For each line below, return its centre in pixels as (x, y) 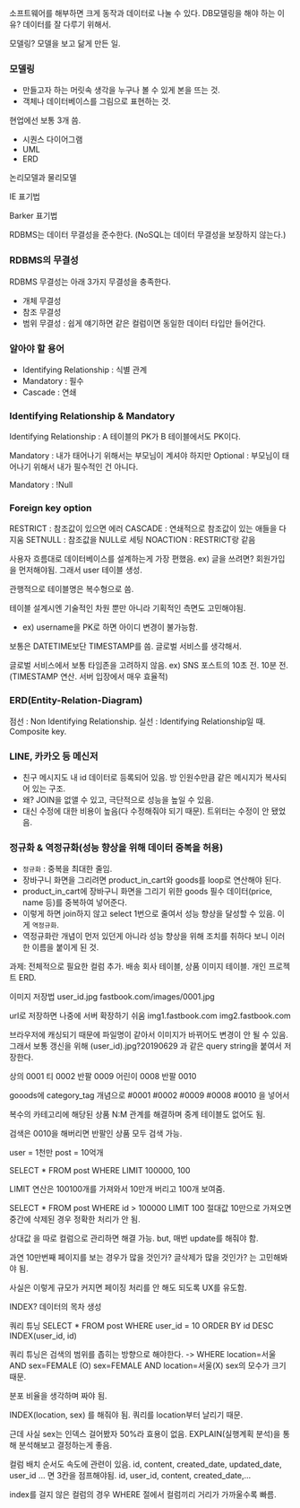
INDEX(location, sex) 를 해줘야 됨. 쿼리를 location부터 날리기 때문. (126, 1415)
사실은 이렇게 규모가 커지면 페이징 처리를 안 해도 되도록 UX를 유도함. (129, 1288)
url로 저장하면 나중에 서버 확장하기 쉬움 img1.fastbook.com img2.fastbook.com (150, 1016)
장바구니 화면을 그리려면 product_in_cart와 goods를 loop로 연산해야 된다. (152, 880)
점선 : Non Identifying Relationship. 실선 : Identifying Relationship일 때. (137, 721)
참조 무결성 (42, 311)
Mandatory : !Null (41, 485)
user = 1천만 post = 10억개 (56, 1153)
